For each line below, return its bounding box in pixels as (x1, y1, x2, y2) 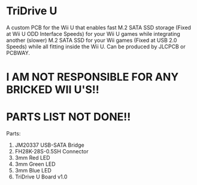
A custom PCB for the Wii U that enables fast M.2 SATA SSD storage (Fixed (6, 24, 192, 31)
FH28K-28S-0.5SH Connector (14, 148, 89, 155)
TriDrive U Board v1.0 (14, 173, 68, 180)
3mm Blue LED (14, 167, 52, 174)
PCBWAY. (6, 49, 31, 56)
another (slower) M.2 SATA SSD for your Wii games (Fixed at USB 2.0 (6, 36, 177, 44)
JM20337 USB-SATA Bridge (14, 141, 85, 149)
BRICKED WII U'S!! (6, 83, 100, 97)
